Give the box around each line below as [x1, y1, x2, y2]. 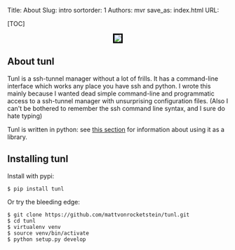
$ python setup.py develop [7, 235, 86, 243]
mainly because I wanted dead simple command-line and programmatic [7, 89, 215, 98]
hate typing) [7, 112, 43, 120]
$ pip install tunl [7, 185, 65, 192]
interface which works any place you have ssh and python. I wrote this [7, 81, 211, 90]
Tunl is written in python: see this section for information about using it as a [7, 125, 224, 133]
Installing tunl [7, 153, 69, 165]
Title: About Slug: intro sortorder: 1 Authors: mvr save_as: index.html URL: [7, 6, 220, 14]
